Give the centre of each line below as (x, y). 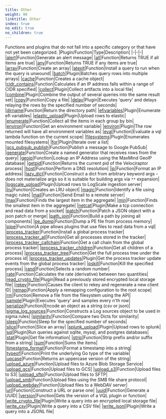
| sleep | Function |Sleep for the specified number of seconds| (66, 322)
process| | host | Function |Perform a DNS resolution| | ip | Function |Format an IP (83, 168)
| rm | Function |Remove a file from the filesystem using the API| (68, 295)
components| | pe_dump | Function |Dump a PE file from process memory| (79, 221)
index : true (17, 24)
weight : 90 (16, 14)
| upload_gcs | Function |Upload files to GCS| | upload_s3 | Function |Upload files (83, 369)
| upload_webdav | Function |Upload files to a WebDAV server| (66, 385)
